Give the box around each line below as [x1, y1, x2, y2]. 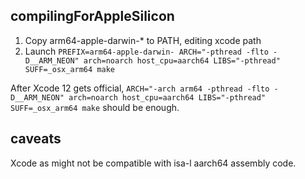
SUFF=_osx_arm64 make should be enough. [10, 101, 180, 113]
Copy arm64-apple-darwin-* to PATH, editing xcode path [24, 34, 262, 46]
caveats [10, 130, 62, 148]
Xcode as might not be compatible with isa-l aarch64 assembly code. [10, 157, 297, 169]
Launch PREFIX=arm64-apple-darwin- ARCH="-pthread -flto [24, 45, 269, 57]
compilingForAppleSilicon [10, 8, 175, 25]
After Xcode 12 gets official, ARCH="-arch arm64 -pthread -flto [10, 82, 270, 94]
